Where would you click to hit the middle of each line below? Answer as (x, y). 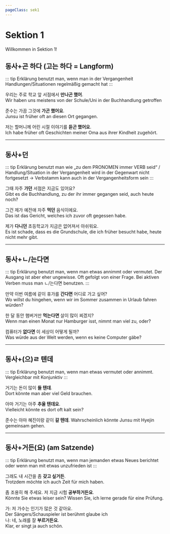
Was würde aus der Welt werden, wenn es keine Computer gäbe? (73, 337)
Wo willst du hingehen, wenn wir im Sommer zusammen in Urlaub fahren (81, 299)
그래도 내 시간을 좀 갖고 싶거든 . (35, 476)
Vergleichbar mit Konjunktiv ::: (36, 377)
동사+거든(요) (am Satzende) (50, 448)
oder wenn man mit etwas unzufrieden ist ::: (51, 466)
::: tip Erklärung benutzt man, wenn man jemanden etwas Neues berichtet (82, 460)
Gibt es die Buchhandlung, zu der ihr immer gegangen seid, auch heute (80, 194)
